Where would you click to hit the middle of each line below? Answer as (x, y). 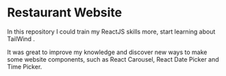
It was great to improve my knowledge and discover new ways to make (107, 52)
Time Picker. (25, 66)
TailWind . (21, 38)
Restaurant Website (64, 13)
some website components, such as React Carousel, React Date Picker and (113, 59)
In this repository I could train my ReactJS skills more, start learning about (111, 31)
